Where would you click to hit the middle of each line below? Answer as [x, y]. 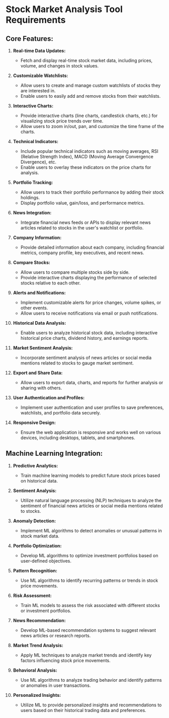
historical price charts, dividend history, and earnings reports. [84, 338]
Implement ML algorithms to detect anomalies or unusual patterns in [91, 530]
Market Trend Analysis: [38, 645]
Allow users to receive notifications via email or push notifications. [89, 313]
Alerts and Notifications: [39, 293]
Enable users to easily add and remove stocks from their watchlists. [91, 96]
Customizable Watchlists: [40, 76]
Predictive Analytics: [35, 465]
